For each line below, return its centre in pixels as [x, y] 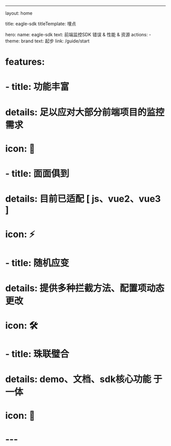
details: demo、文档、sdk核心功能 [78, 379]
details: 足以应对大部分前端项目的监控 [85, 112]
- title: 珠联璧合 [37, 354]
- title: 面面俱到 [37, 173]
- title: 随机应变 [37, 263]
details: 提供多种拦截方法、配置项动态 [85, 288]
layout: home [19, 13]
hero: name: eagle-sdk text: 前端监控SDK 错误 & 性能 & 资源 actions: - [78, 34]
